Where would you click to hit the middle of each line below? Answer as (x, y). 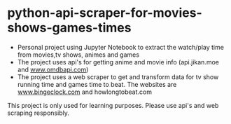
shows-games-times (69, 28)
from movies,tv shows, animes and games (78, 55)
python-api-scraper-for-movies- (105, 13)
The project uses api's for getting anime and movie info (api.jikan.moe (118, 62)
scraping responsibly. (38, 113)
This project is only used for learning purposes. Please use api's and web (113, 105)
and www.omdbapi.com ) (53, 69)
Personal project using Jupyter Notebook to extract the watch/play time (120, 47)
